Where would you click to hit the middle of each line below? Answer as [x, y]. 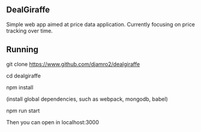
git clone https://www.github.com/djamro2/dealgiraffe [73, 64]
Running [23, 49]
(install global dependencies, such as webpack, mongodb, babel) [87, 99]
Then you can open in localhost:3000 [53, 122]
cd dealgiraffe [23, 76]
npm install [20, 87]
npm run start [23, 110]
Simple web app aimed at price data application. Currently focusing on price [101, 24]
